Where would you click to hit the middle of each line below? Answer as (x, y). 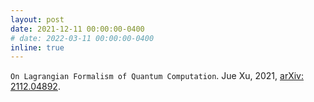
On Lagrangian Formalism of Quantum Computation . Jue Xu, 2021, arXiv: (157, 76)
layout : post (37, 19)
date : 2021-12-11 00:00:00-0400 (77, 29)
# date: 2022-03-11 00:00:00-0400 (82, 38)
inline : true (37, 47)
